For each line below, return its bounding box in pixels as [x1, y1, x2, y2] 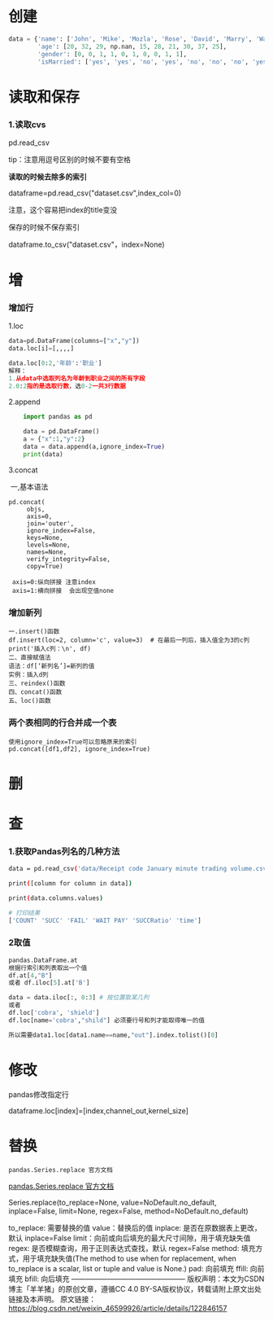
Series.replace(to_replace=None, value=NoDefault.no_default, [8, 1197, 217, 1207]
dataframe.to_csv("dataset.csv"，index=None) [8, 239, 165, 249]
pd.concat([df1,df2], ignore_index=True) [8, 744, 151, 753]
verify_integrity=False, [26, 555, 111, 563]
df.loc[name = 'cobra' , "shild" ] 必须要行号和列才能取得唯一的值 [8, 1016, 206, 1025]
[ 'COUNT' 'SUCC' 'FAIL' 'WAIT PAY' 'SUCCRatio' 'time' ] [8, 916, 201, 924]
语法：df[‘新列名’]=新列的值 [8, 662, 95, 670]
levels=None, [26, 541, 71, 549]
